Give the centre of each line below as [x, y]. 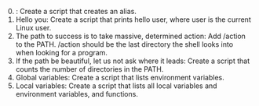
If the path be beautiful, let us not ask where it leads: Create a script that [132, 61]
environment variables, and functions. [77, 94]
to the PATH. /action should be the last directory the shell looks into [124, 44]
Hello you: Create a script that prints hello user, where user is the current [133, 19]
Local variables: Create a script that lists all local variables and [116, 86]
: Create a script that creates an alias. [76, 11]
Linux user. [33, 28]
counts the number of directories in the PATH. [89, 69]
